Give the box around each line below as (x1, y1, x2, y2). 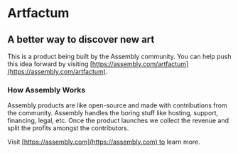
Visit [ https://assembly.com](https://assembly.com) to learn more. (7, 137, 200, 147)
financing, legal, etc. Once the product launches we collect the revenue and (7, 116, 229, 125)
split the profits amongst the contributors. (7, 124, 129, 132)
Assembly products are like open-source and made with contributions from (7, 101, 227, 110)
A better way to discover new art (7, 33, 155, 46)
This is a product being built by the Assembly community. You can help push (7, 52, 232, 60)
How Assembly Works (7, 85, 86, 95)
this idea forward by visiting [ (7, 60, 93, 68)
